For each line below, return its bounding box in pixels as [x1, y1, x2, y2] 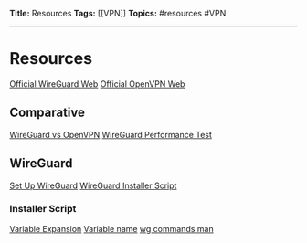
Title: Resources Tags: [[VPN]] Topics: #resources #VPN [9, 8, 227, 18]
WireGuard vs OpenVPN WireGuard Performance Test [9, 129, 213, 140]
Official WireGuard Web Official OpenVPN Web [9, 78, 185, 90]
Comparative [9, 105, 85, 121]
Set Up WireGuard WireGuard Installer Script [9, 180, 177, 191]
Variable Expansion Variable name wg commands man [9, 223, 214, 234]
